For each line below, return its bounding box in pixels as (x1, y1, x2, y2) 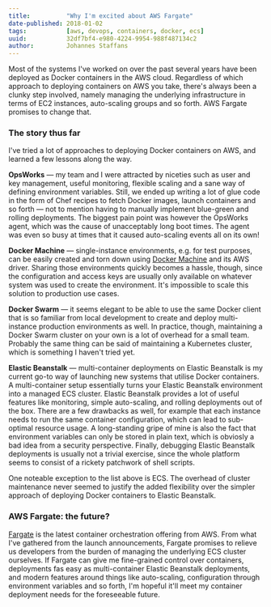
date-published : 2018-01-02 (8, 19, 104, 28)
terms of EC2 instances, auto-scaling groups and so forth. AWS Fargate (8, 99, 248, 108)
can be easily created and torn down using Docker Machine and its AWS (8, 254, 250, 264)
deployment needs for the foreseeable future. (8, 589, 160, 599)
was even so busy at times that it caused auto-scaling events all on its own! (8, 230, 260, 240)
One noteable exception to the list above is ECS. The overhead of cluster (8, 473, 251, 483)
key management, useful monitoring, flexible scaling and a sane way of (8, 179, 245, 189)
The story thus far (8, 127, 81, 138)
